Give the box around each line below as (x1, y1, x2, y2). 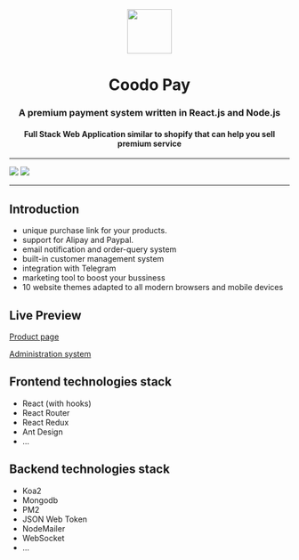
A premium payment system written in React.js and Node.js (18, 107, 281, 119)
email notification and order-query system (21, 244, 177, 255)
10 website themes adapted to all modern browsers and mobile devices (21, 282, 284, 293)
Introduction (9, 201, 80, 216)
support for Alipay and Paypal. (21, 235, 134, 246)
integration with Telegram (21, 263, 117, 274)
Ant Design (21, 426, 64, 437)
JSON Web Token (21, 514, 87, 524)
